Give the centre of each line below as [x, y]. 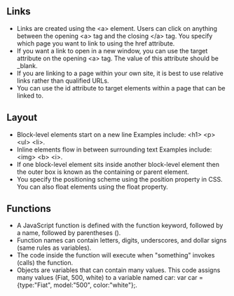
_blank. [27, 65]
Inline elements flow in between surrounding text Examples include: [114, 149]
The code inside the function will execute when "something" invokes [116, 255]
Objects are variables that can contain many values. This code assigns [118, 270]
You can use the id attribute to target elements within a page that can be [121, 88]
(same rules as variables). [54, 248]
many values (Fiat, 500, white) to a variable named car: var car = [110, 278]
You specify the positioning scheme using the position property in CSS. [119, 179]
